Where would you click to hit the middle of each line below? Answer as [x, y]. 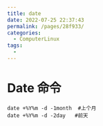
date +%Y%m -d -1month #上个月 [52, 108]
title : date [24, 13]
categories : [24, 33]
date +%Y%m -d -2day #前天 [48, 115]
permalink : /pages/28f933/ [46, 26]
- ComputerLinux [36, 39]
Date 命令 [34, 88]
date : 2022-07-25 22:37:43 [46, 20]
